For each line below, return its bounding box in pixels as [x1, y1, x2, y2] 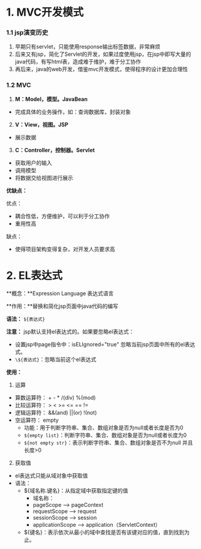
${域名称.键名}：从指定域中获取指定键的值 [23, 487, 128, 494]
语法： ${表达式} [6, 315, 46, 322]
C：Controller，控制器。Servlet [14, 146, 95, 154]
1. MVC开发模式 [6, 5, 84, 19]
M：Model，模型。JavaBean [14, 95, 88, 103]
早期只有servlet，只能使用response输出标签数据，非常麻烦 [14, 43, 161, 50]
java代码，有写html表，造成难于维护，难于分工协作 [14, 58, 142, 65]
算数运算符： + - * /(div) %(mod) [14, 394, 96, 401]
